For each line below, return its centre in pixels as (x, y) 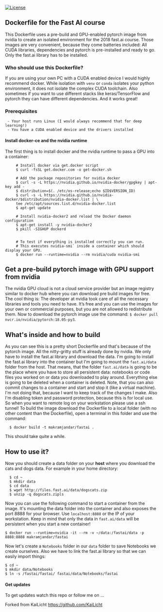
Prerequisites (21, 112)
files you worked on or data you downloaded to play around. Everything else (81, 377)
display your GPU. (24, 250)
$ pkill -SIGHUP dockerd (41, 229)
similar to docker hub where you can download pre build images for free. (78, 294)
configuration (19, 221)
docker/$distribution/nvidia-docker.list (48, 199)
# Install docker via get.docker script (57, 165)
